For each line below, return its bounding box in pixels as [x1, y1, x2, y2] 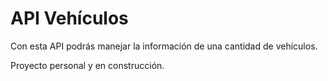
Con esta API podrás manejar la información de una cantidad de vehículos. [10, 40, 318, 52]
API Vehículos [10, 7, 129, 30]
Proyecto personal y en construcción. [10, 59, 165, 71]
